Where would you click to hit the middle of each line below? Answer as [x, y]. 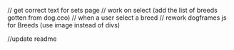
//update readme [32, 39]
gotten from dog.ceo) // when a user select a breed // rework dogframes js [117, 18]
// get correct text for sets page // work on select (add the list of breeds [112, 10]
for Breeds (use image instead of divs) [63, 25]
